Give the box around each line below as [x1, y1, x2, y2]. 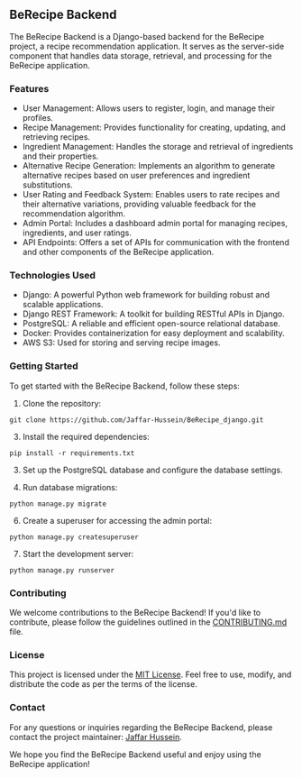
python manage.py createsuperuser [9, 532, 140, 542]
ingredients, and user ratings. [22, 227, 133, 238]
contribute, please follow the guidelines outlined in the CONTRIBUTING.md [9, 617, 288, 627]
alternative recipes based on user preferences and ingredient [22, 170, 251, 181]
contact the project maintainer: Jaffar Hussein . [9, 731, 182, 742]
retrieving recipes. [22, 132, 91, 142]
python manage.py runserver [9, 565, 115, 575]
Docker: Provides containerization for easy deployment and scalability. [22, 328, 286, 339]
